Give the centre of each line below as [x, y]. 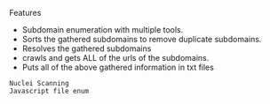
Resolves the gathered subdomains [87, 48]
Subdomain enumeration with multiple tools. [103, 30]
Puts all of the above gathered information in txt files [118, 67]
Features [25, 13]
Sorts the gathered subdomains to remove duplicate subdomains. [142, 39]
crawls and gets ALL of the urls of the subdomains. [115, 58]
